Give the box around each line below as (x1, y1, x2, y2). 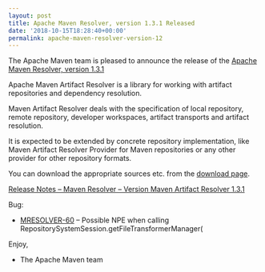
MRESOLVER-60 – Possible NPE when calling (19, 215, 170, 225)
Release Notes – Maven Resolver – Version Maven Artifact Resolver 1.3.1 (8, 185, 246, 194)
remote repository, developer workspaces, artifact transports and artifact (8, 113, 250, 122)
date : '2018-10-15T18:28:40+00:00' (8, 26, 127, 34)
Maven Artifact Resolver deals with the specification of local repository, (8, 104, 244, 114)
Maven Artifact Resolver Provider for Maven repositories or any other (8, 145, 236, 154)
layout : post (8, 11, 52, 20)
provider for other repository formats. (8, 154, 132, 163)
